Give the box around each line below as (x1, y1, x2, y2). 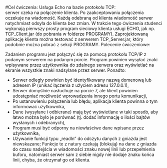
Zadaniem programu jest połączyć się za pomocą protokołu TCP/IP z (5, 51, 146, 57)
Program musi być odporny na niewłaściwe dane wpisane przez (12, 125, 144, 131)
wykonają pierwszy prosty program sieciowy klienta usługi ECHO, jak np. (5, 26, 155, 32)
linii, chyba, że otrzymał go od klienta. (12, 157, 91, 162)
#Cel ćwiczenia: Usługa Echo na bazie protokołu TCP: (5, 5, 116, 10)
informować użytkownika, (12, 104, 66, 109)
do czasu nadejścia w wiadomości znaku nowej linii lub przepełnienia (12, 146, 155, 152)
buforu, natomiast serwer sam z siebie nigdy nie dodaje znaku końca (12, 151, 154, 157)
